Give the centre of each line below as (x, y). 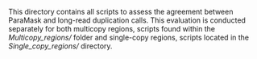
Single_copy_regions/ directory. (60, 46)
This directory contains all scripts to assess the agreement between (121, 12)
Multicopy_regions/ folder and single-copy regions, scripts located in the (129, 37)
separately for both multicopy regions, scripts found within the (112, 29)
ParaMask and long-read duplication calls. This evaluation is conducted (127, 20)
